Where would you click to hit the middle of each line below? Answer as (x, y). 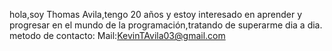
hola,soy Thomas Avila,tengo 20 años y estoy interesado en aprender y (156, 14)
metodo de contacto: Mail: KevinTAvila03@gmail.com (117, 35)
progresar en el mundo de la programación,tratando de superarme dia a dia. (166, 25)
